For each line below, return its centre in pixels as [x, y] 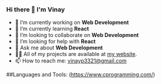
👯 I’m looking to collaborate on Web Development [77, 35]
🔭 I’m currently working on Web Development [72, 23]
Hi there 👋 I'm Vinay [35, 10]
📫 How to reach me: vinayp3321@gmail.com [71, 61]
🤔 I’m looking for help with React [55, 42]
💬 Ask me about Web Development [59, 48]
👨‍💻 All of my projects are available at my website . [76, 54]
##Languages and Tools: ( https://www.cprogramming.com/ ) [81, 74]
